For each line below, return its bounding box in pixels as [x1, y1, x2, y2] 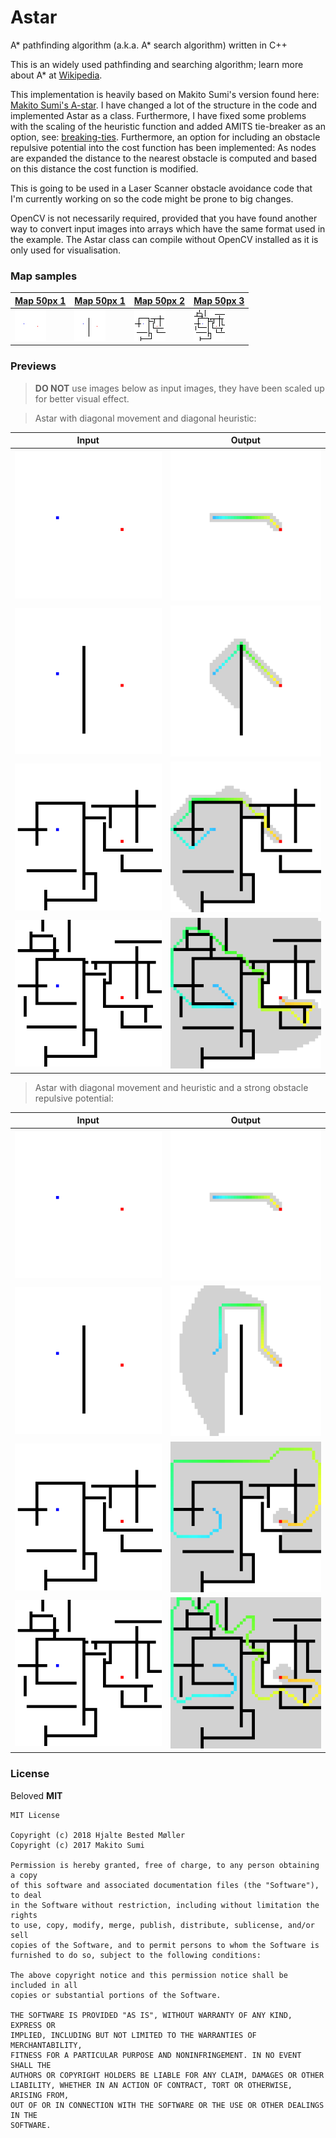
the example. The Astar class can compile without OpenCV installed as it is [10, 233, 319, 245]
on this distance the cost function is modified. [10, 162, 199, 175]
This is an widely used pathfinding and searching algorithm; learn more [10, 58, 304, 70]
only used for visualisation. [10, 244, 122, 256]
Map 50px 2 [133, 294, 186, 306]
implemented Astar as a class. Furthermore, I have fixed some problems [10, 109, 307, 121]
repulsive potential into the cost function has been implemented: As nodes [10, 141, 317, 153]
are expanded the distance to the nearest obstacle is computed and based [10, 152, 318, 164]
